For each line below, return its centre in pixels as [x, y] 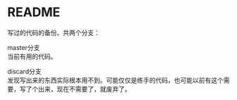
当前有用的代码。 [32, 56]
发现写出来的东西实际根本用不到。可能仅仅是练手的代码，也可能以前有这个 [115, 80]
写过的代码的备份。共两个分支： [54, 32]
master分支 [24, 47]
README [34, 12]
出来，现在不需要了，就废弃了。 [84, 89]
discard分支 [24, 71]
